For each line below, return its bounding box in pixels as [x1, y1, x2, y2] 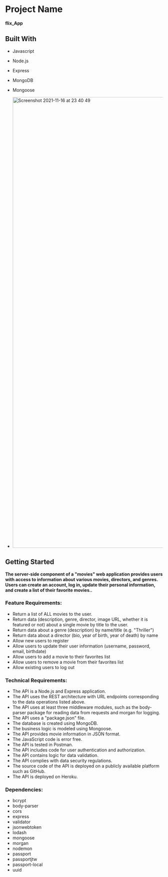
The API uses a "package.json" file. [12, 715, 85, 721]
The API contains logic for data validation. [12, 752, 99, 758]
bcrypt [12, 798, 26, 804]
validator [12, 819, 31, 825]
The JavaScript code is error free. [12, 736, 82, 742]
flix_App [5, 20, 23, 26]
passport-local [12, 861, 43, 867]
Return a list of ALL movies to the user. [12, 611, 92, 617]
